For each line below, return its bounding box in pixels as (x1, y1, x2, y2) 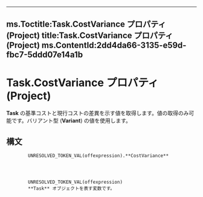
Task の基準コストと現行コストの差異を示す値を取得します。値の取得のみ (6, 110, 189, 117)
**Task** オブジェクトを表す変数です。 (28, 186, 115, 192)
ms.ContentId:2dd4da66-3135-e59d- (41, 40, 187, 51)
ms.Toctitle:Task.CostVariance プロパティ (6, 19, 166, 30)
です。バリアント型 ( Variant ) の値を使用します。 (11, 117, 132, 124)
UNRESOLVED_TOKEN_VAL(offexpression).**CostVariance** (28, 153, 169, 159)
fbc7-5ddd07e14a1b (6, 49, 83, 60)
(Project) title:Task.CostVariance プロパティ (6, 31, 173, 41)
